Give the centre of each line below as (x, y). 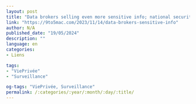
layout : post (22, 11)
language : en (22, 44)
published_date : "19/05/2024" (43, 33)
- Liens (15, 55)
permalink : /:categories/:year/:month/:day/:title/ (70, 92)
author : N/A (20, 28)
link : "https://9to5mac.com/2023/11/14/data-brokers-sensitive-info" (92, 22)
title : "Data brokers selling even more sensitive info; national (88, 17)
